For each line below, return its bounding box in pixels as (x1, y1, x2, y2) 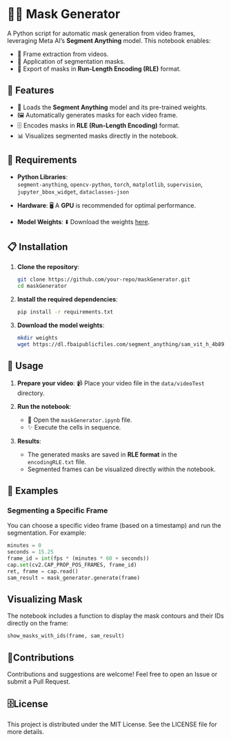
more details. (7, 727, 45, 735)
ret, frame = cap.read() (7, 567, 79, 575)
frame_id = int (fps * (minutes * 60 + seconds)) (7, 555, 150, 562)
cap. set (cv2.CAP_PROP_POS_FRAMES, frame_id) (7, 561, 137, 568)
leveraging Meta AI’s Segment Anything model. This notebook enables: (7, 36, 211, 44)
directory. (17, 389, 45, 397)
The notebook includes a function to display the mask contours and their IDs (7, 612, 224, 620)
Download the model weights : (17, 321, 105, 329)
